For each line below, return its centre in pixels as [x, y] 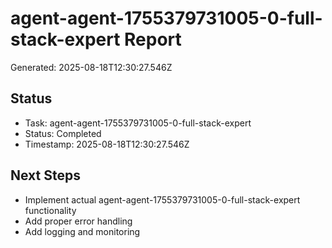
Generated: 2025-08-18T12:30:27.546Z [91, 67]
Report [153, 39]
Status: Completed [63, 133]
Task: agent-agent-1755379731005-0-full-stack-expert [138, 123]
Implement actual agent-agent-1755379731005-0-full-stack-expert [162, 199]
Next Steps [45, 175]
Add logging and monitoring [82, 231]
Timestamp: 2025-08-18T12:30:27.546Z [107, 144]
